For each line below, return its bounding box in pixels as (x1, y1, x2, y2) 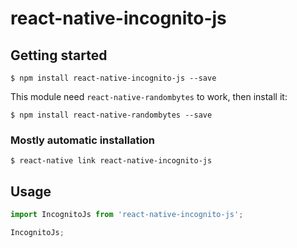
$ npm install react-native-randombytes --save (10, 110, 213, 120)
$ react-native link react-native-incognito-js (10, 156, 213, 166)
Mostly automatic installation (10, 133, 156, 147)
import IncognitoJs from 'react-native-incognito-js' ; (10, 210, 244, 220)
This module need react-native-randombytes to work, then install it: (10, 91, 288, 102)
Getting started (10, 47, 108, 64)
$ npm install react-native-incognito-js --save (10, 73, 217, 83)
